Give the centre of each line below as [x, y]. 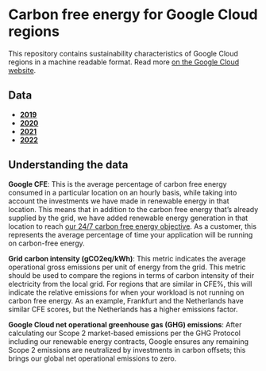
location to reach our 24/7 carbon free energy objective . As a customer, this [132, 226]
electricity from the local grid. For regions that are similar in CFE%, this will [130, 284]
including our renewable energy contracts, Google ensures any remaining [128, 341]
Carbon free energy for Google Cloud [133, 15]
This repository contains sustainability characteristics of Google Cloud [123, 53]
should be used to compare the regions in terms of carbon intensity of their [131, 275]
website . [22, 70]
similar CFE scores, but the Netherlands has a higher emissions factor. [123, 309]
